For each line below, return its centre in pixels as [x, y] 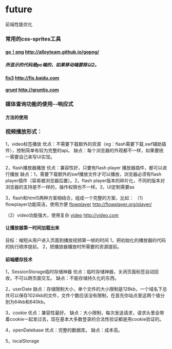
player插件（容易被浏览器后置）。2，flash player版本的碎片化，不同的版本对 [85, 180]
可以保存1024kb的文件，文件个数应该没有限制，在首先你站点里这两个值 [85, 296]
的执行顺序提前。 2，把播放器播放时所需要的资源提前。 [64, 247]
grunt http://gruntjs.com [32, 90]
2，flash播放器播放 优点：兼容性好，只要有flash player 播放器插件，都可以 [84, 167]
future [19, 9]
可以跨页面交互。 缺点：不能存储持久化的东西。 [69, 278]
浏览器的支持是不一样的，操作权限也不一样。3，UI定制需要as [70, 187]
